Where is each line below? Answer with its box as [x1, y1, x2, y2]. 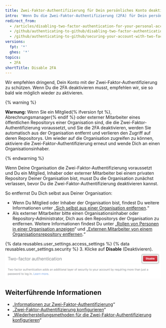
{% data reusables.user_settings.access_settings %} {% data [5, 241, 130, 247]
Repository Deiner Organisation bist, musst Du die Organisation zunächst [5, 175, 154, 181]
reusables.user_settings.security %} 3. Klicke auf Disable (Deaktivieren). [5, 246, 153, 252]
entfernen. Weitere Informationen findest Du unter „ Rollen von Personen [12, 221, 159, 227]
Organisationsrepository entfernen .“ [12, 231, 86, 237]
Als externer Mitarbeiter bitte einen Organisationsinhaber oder [12, 210, 139, 216]
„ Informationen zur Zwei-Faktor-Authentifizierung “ [12, 301, 115, 307]
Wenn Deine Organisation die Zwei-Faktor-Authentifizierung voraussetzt [5, 165, 152, 171]
